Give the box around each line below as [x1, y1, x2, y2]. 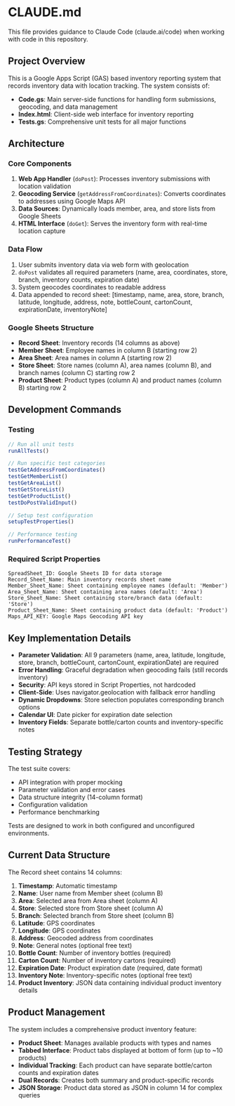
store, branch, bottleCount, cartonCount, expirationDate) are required [18, 658, 220, 667]
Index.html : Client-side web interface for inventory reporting [18, 110, 194, 118]
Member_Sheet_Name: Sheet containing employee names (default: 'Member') [8, 582, 229, 590]
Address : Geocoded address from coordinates [18, 933, 154, 942]
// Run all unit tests [8, 440, 74, 448]
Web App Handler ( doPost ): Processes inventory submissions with [18, 175, 210, 183]
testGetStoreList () [8, 486, 65, 493]
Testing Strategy [8, 746, 83, 758]
